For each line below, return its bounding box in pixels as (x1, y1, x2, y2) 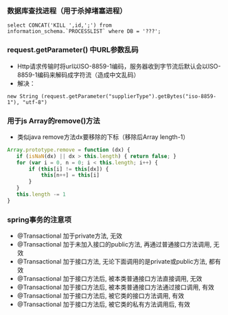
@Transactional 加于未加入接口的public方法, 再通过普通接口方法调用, (16, 240, 212, 249)
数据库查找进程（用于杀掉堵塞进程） (7, 5, 127, 15)
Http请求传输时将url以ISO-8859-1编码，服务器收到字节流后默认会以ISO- (16, 62, 221, 70)
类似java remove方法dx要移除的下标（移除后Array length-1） (16, 132, 190, 141)
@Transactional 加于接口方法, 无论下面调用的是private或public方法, (16, 257, 207, 266)
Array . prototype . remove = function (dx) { (7, 146, 130, 153)
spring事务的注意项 (7, 214, 72, 224)
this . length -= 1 (16, 191, 67, 198)
